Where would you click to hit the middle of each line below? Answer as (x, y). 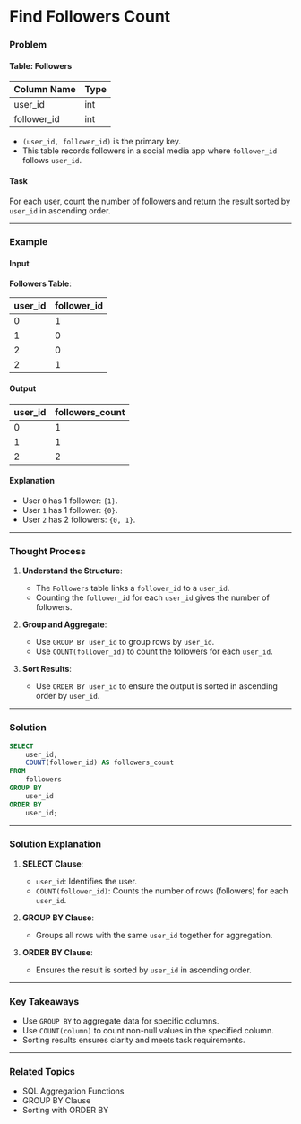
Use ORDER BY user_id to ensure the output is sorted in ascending (156, 686)
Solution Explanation (55, 844)
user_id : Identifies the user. (86, 881)
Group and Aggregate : (64, 624)
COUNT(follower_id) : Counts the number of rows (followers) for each (162, 891)
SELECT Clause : (53, 864)
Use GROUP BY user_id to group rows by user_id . (125, 642)
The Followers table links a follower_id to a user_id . (133, 588)
